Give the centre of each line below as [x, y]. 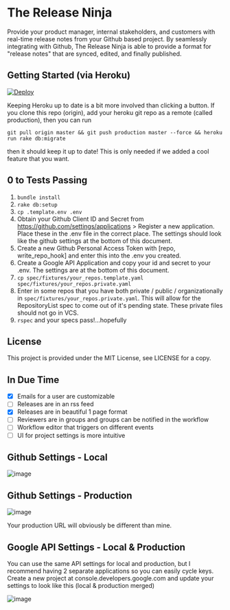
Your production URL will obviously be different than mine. [90, 525]
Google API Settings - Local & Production [96, 547]
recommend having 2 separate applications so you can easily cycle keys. [111, 571]
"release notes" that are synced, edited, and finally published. [94, 54]
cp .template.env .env [49, 212]
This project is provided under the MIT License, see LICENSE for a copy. [109, 358]
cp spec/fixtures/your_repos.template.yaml [80, 278]
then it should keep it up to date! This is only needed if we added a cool [108, 151]
